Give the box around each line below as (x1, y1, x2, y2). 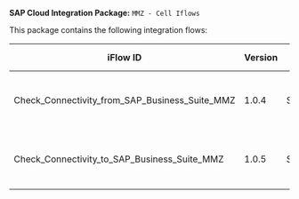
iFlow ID (107, 52, 142, 63)
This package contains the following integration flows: (9, 25, 207, 35)
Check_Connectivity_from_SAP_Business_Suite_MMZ (13, 94, 236, 106)
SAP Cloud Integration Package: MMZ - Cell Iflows (9, 8, 200, 18)
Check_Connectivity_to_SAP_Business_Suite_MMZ (13, 153, 224, 165)
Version (244, 52, 279, 63)
